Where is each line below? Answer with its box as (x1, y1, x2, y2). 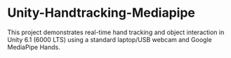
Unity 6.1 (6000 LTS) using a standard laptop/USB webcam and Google (7, 35, 212, 43)
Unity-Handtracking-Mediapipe (7, 5, 195, 21)
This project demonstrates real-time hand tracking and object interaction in (7, 28, 225, 36)
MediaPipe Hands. (7, 43, 61, 51)
